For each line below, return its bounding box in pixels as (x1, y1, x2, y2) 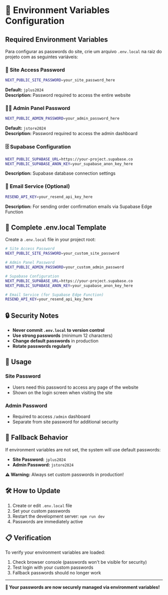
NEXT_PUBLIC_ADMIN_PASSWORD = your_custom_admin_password (5, 265, 124, 270)
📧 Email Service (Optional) (5, 183, 70, 190)
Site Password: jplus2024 (12, 456, 66, 462)
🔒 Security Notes (5, 311, 59, 320)
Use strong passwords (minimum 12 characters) (12, 332, 113, 338)
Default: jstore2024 (5, 125, 46, 131)
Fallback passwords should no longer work (12, 570, 101, 576)
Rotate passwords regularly (12, 343, 71, 349)
